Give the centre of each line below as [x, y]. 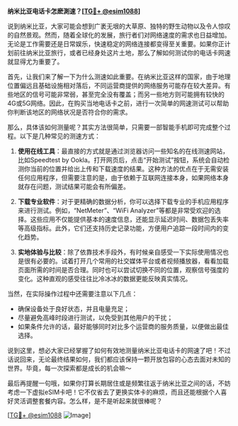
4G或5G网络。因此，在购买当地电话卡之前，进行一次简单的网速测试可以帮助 [118, 103]
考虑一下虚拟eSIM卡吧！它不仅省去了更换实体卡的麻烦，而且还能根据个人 [114, 392]
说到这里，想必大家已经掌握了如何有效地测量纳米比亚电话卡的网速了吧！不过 [119, 351]
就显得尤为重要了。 [35, 62]
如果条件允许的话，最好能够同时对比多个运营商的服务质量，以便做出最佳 [123, 326]
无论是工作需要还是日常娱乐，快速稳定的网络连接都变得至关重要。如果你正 [116, 44]
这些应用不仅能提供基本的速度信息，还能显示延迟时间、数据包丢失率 [129, 219]
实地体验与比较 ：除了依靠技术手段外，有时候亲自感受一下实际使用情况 [120, 252]
